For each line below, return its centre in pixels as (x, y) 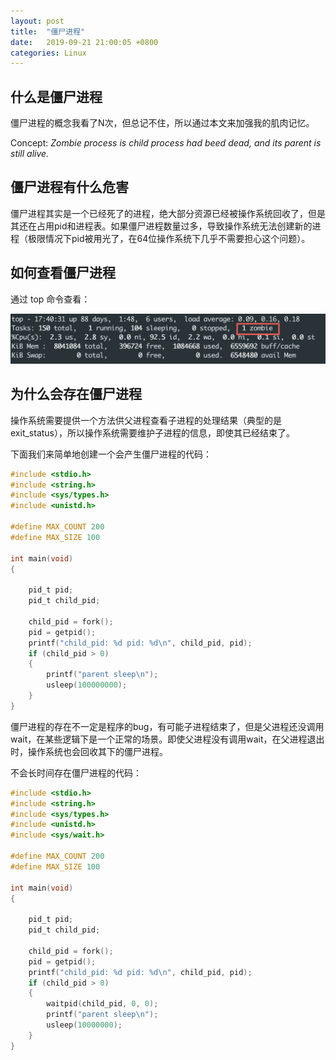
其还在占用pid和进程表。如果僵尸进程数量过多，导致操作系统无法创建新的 (161, 226)
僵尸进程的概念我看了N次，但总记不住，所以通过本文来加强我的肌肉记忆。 (162, 123)
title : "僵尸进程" (48, 31)
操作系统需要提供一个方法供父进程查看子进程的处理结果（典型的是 (146, 420)
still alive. (30, 154)
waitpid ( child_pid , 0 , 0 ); (102, 1004)
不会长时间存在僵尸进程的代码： (76, 772)
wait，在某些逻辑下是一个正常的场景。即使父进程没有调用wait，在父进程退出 (167, 739)
